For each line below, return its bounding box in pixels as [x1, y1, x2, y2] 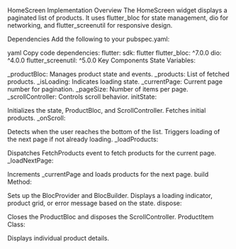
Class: [7, 220, 26, 228]
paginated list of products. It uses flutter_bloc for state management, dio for [7, 13, 229, 22]
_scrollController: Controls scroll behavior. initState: [7, 92, 157, 101]
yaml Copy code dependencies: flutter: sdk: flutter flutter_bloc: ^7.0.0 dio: [7, 49, 222, 57]
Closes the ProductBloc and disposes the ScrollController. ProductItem [7, 213, 214, 221]
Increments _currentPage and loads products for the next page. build [7, 170, 209, 178]
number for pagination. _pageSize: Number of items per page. [7, 85, 189, 93]
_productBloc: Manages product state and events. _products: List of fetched [7, 70, 230, 78]
